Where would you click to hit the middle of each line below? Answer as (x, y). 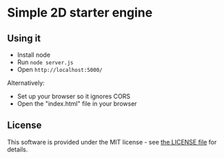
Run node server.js (45, 62)
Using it (24, 38)
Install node (33, 55)
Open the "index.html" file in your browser (77, 104)
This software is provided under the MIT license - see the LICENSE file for (112, 142)
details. (18, 149)
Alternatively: (26, 83)
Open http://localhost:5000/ (60, 69)
